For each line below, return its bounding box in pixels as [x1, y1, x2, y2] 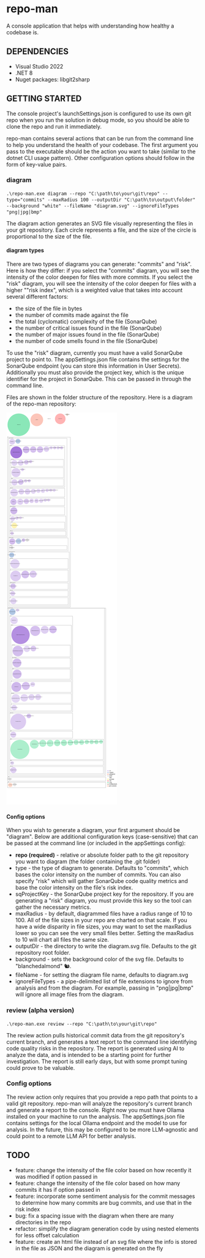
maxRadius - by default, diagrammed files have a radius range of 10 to [15, 910, 193, 917]
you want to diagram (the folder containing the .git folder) [15, 858, 160, 865]
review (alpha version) [6, 1006, 75, 1015]
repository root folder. [15, 949, 70, 957]
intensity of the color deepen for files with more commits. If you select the [6, 273, 193, 281]
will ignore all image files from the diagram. [15, 991, 124, 998]
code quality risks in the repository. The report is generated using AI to [6, 1044, 185, 1052]
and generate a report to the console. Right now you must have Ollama [6, 1106, 185, 1113]
